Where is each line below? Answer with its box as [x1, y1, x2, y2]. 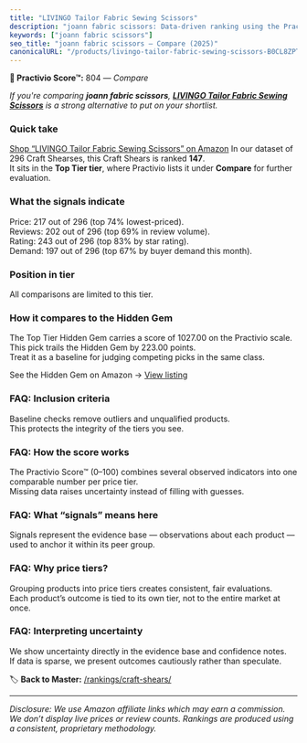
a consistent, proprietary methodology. [9, 723, 157, 734]
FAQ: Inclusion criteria [9, 392, 111, 405]
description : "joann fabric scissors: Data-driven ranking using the [9, 22, 281, 31]
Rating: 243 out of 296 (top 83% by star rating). [9, 235, 189, 247]
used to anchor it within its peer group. [9, 539, 155, 550]
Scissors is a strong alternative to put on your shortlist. [9, 100, 218, 111]
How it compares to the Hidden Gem [9, 312, 174, 324]
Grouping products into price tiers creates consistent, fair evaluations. [9, 582, 273, 594]
